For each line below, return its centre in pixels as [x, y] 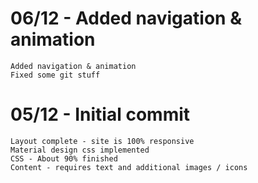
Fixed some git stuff [55, 75]
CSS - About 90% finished [64, 158]
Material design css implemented [80, 150]
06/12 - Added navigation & [126, 18]
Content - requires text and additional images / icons [129, 167]
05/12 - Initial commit [100, 114]
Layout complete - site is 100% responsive [102, 141]
